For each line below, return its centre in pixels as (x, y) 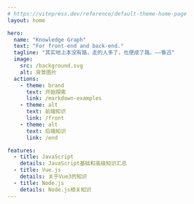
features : (22, 151)
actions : (26, 79)
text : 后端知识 (46, 131)
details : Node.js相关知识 (56, 190)
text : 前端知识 (46, 112)
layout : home (26, 20)
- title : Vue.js (37, 170)
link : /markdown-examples (64, 98)
